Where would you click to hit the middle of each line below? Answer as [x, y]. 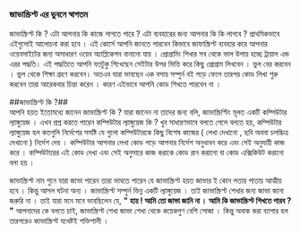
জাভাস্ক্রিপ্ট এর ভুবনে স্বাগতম [49, 14]
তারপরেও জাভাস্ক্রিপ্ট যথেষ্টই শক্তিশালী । [59, 221]
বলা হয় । [22, 163]
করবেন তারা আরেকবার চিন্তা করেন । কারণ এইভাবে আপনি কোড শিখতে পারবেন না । [116, 84]
